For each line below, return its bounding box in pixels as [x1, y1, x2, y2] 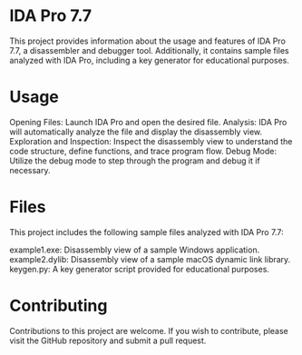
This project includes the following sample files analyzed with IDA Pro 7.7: [9, 226, 284, 237]
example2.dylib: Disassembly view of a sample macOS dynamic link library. [9, 253, 291, 264]
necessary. [9, 164, 52, 175]
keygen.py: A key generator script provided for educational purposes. [9, 263, 270, 274]
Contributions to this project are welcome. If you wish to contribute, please [9, 325, 288, 336]
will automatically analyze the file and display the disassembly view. [9, 126, 263, 137]
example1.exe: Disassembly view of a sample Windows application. [9, 244, 260, 255]
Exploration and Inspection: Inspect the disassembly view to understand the [9, 135, 293, 146]
